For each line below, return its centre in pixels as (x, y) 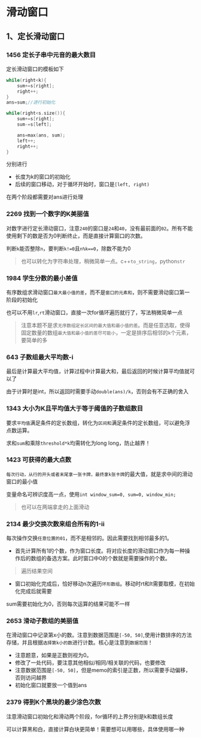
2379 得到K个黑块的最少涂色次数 (54, 702)
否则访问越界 (31, 678)
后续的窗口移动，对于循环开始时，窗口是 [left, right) (82, 184)
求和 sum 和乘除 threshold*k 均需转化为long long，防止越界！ (78, 443)
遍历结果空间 (36, 571)
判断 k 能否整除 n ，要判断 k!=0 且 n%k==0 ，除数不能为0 (68, 248)
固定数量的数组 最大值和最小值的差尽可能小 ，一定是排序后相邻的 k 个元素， (106, 332)
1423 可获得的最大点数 (39, 460)
